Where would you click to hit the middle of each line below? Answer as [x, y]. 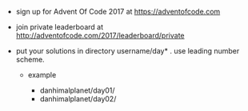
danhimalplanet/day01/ [77, 90]
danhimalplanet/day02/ [78, 99]
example [42, 75]
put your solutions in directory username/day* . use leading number [128, 51]
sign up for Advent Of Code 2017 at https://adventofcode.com [118, 12]
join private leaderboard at [60, 27]
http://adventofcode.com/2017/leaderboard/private [100, 36]
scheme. [30, 59]
